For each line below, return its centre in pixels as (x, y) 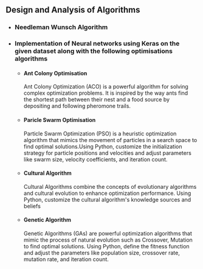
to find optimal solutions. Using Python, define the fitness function (106, 247)
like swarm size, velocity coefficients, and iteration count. (95, 159)
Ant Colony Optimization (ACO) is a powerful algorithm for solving (106, 87)
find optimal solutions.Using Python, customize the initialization (103, 146)
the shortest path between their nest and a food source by (97, 100)
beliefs (32, 206)
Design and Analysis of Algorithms (73, 10)
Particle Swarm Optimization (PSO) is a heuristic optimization (100, 134)
